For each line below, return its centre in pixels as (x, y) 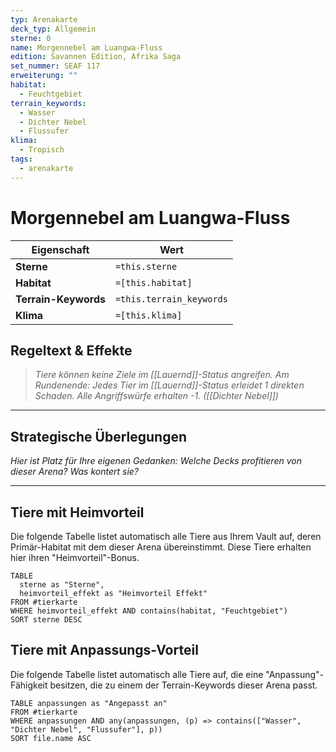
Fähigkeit (29, 685)
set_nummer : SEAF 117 (55, 66)
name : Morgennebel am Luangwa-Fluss (86, 47)
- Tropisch (42, 150)
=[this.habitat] (153, 282)
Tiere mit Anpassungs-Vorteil (104, 650)
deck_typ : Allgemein (53, 29)
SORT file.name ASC (51, 738)
